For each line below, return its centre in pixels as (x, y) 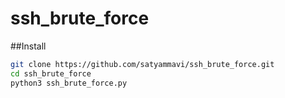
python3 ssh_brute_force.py (69, 83)
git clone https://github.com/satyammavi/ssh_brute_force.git (142, 64)
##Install (28, 46)
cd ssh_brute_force (51, 73)
